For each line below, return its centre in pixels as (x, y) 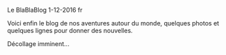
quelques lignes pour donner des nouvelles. (70, 31)
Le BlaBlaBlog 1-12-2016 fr (45, 10)
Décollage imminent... (38, 44)
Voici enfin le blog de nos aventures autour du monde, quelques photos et (113, 23)
